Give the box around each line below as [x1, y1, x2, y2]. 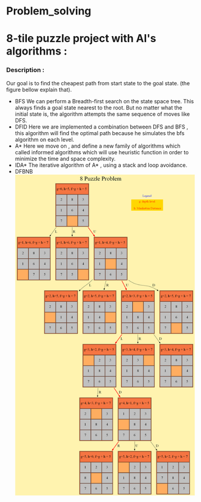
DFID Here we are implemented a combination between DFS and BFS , [14, 123, 188, 130]
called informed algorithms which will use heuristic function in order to [14, 148, 189, 156]
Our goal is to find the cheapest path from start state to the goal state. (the [6, 79, 190, 86]
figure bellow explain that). [6, 86, 72, 93]
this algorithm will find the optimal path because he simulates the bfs [14, 129, 185, 136]
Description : [6, 66, 45, 74]
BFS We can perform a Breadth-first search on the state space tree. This [14, 97, 194, 104]
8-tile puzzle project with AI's [6, 32, 157, 46]
